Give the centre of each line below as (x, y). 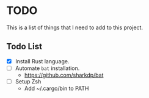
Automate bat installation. (47, 68)
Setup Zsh (28, 81)
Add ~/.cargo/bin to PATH (56, 88)
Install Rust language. (42, 61)
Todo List (24, 47)
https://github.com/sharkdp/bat (64, 75)
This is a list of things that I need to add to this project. (75, 27)
